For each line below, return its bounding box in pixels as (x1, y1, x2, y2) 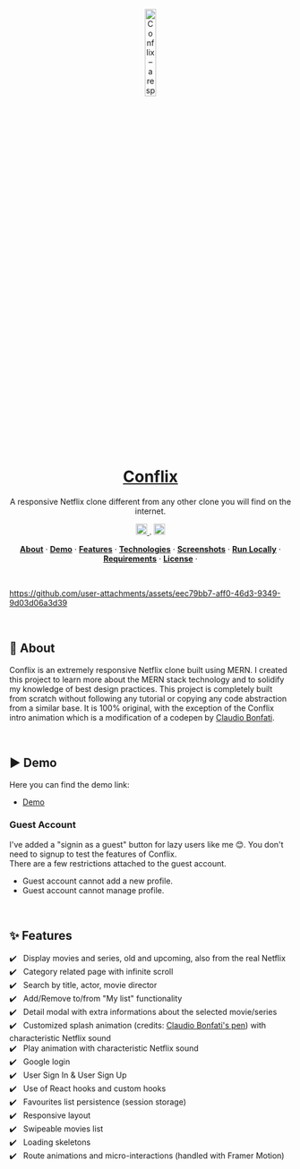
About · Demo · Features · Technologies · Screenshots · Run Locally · (19, 543, 282, 554)
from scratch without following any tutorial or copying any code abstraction (9, 693, 287, 704)
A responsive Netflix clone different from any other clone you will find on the (9, 496, 292, 507)
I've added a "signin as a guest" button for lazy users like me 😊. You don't (9, 839, 284, 849)
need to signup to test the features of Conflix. (9, 849, 177, 859)
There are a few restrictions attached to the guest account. (9, 858, 227, 868)
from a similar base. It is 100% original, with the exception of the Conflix (9, 703, 275, 713)
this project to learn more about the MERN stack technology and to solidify (9, 674, 285, 685)
